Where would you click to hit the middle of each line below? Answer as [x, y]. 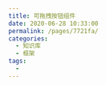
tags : [17, 62]
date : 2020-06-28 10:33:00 [53, 23]
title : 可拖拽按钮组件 [42, 16]
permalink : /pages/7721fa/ [53, 31]
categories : [28, 38]
